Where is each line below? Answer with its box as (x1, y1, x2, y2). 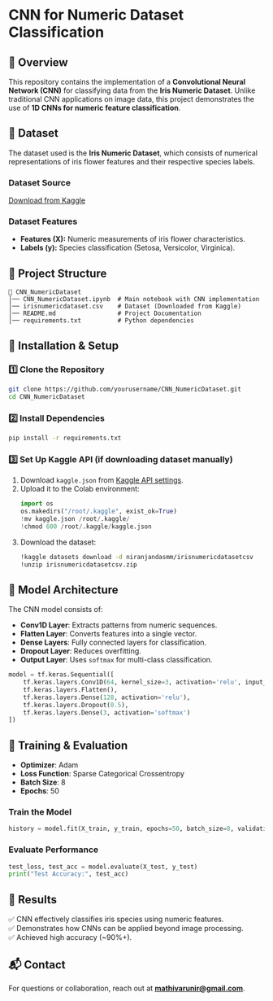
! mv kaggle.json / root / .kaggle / (19, 514, 130, 522)
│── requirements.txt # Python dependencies (8, 317, 195, 325)
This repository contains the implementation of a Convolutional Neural (8, 77, 246, 86)
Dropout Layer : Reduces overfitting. (19, 646, 142, 656)
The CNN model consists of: (8, 605, 103, 614)
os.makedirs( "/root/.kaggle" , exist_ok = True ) (19, 507, 177, 515)
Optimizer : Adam (19, 760, 79, 770)
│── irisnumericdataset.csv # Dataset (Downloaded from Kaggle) (8, 303, 242, 311)
